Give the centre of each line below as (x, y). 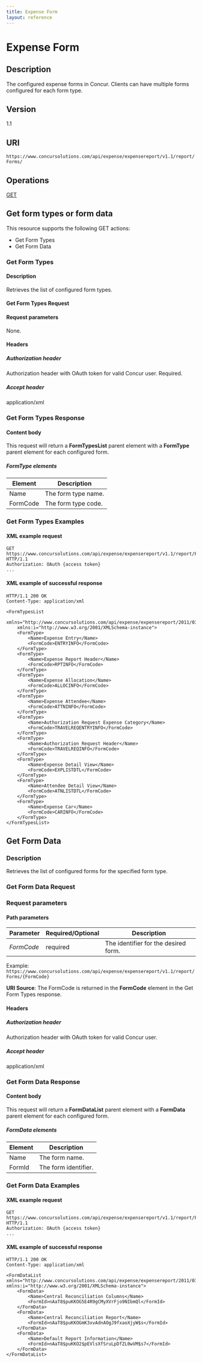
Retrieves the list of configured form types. (60, 289)
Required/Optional (72, 933)
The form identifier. (66, 1167)
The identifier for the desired (145, 944)
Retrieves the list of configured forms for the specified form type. (87, 871)
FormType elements (32, 466)
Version (21, 109)
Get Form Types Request (38, 303)
